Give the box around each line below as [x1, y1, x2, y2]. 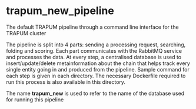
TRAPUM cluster [6, 29, 46, 36]
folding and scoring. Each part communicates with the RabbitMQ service [6, 47, 182, 54]
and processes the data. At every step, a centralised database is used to [6, 53, 182, 60]
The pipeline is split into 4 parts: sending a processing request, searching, [6, 41, 186, 48]
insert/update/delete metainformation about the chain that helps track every [6, 60, 190, 67]
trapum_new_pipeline [6, 4, 115, 18]
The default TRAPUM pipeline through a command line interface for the [6, 23, 179, 30]
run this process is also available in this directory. [6, 78, 125, 86]
